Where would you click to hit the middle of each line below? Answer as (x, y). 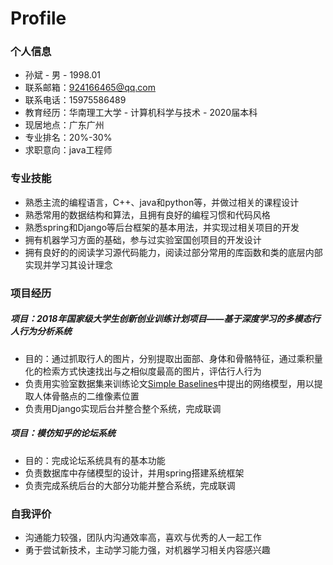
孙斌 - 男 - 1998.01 (63, 75)
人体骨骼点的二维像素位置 (86, 396)
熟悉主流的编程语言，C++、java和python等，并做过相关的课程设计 (162, 202)
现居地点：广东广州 (64, 125)
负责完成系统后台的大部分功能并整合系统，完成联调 (130, 485)
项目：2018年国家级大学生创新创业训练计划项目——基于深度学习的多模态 (161, 319)
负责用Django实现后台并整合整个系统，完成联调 (123, 408)
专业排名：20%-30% (68, 138)
